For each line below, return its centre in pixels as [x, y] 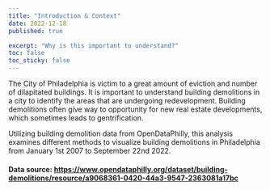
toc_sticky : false [39, 61]
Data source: [30, 169]
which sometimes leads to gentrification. [76, 118]
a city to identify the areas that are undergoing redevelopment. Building [127, 101]
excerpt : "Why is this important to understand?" [94, 45]
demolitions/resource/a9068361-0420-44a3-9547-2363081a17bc [123, 178]
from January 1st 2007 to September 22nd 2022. [90, 151]
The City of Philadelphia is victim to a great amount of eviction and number [133, 83]
